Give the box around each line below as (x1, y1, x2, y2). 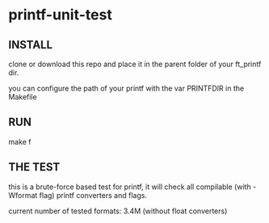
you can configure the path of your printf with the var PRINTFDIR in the (8, 83, 245, 93)
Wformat (8, 190, 38, 200)
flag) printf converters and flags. (39, 190, 148, 200)
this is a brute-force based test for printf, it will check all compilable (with (8, 182, 252, 191)
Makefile (8, 92, 38, 102)
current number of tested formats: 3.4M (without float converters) (8, 206, 228, 216)
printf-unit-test (8, 6, 113, 24)
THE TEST (8, 160, 61, 175)
